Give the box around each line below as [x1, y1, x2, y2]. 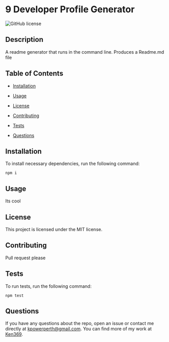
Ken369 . [5, 331, 23, 337]
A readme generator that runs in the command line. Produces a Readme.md [5, 49, 164, 55]
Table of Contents [5, 69, 64, 78]
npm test [5, 293, 24, 298]
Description [5, 35, 43, 44]
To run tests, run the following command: [5, 283, 92, 289]
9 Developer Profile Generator [5, 4, 135, 15]
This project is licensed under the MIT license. [5, 226, 103, 232]
